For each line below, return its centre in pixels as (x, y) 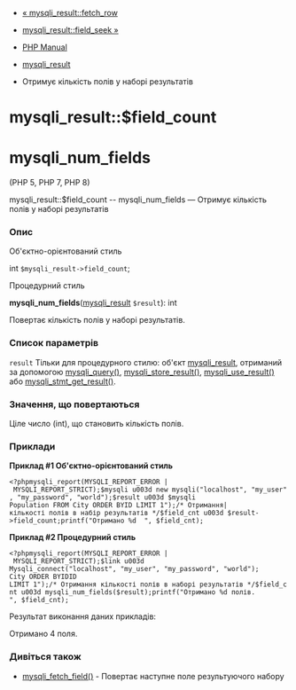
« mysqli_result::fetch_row (70, 13)
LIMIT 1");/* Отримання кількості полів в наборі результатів (126, 584)
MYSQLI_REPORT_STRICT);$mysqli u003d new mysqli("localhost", (130, 490)
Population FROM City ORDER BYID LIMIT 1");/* (97, 506)
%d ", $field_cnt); (166, 521)
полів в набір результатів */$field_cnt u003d (136, 514)
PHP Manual (45, 47)
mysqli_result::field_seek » (70, 30)
